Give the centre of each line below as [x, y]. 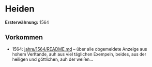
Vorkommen [24, 37]
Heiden [20, 9]
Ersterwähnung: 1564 [27, 22]
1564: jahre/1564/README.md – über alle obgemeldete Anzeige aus [80, 49]
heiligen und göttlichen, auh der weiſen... [53, 59]
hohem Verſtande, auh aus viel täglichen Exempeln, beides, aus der [79, 54]
